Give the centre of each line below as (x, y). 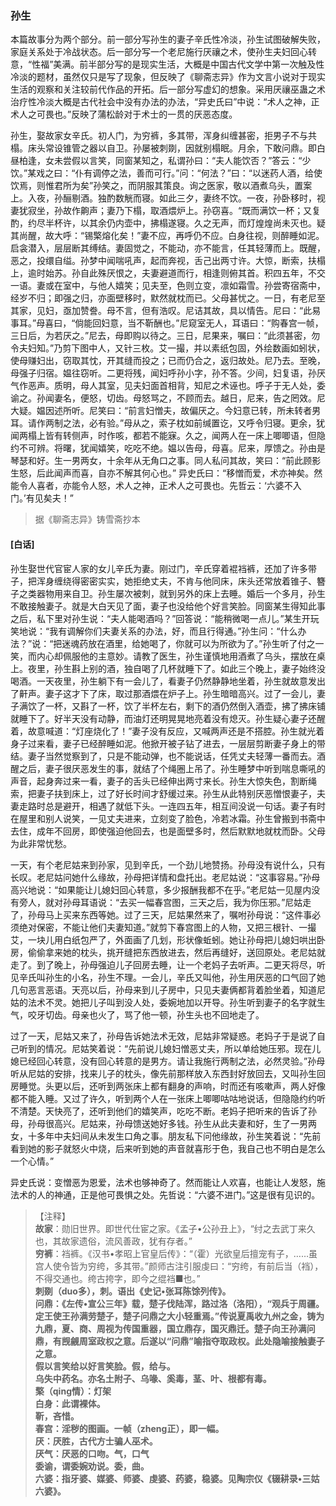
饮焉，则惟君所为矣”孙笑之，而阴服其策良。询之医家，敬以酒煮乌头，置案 (161, 186)
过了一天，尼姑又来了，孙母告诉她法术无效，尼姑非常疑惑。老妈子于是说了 (163, 1036)
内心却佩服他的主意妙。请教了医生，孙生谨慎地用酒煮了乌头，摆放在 (176, 656)
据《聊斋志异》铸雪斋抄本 (87, 519)
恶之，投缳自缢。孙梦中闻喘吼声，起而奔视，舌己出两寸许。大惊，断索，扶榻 (168, 261)
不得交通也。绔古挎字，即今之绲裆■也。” (117, 1278)
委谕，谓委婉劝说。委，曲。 (92, 1466)
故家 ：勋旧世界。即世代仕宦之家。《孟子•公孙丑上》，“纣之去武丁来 (170, 1228)
